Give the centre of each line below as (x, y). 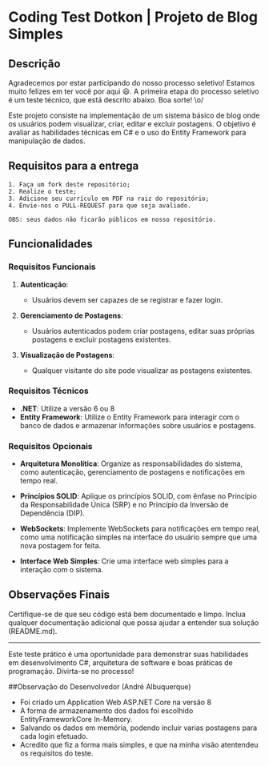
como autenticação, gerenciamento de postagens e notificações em (132, 472)
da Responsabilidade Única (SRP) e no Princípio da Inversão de (124, 505)
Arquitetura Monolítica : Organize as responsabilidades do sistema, (131, 463)
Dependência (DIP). (52, 513)
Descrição (34, 64)
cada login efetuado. (54, 736)
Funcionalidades (51, 244)
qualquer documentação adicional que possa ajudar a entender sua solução (134, 622)
